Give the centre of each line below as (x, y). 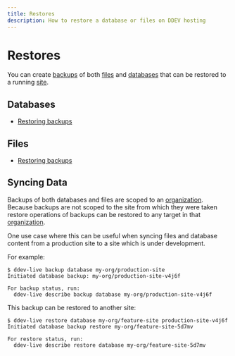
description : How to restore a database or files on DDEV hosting (107, 20)
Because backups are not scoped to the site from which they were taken (113, 207)
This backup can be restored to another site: (72, 307)
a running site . (28, 82)
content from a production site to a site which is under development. (106, 243)
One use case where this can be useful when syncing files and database (113, 235)
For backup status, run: (44, 288)
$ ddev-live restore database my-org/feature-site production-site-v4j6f (118, 320)
